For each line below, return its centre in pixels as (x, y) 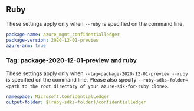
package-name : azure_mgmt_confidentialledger (63, 35)
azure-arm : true (26, 46)
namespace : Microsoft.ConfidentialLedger (58, 96)
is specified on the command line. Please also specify (71, 79)
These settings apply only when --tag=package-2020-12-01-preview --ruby (97, 73)
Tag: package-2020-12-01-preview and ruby (72, 60)
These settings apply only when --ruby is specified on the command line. (95, 23)
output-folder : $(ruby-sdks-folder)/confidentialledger (76, 102)
